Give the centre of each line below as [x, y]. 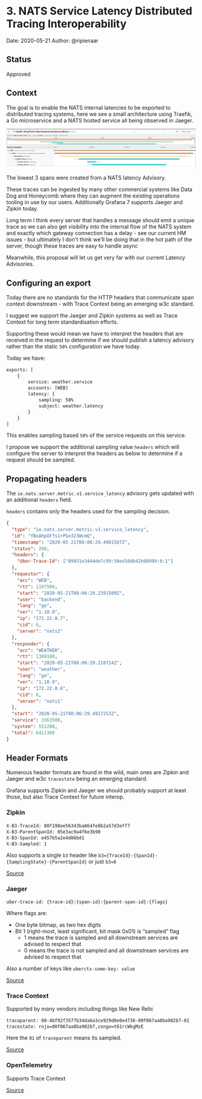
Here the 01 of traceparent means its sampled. [64, 1038]
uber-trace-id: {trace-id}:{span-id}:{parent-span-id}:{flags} [87, 902]
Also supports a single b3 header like [52, 855]
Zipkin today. [22, 208]
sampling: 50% [56, 400]
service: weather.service [60, 382]
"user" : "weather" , [41, 669]
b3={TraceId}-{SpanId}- [128, 856]
